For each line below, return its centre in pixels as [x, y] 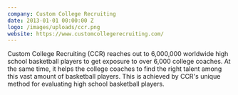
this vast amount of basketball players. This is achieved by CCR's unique [114, 77]
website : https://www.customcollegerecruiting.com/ [86, 34]
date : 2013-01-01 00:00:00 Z [51, 21]
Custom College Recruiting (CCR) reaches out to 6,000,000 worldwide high [118, 54]
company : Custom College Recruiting [62, 14]
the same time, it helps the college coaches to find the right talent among [115, 69]
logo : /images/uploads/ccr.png [54, 27]
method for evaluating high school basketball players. [86, 84]
